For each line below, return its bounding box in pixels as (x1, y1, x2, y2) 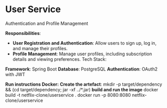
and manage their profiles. (12, 45, 68, 51)
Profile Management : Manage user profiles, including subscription (12, 51, 152, 57)
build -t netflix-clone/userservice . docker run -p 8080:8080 (5, 92, 131, 98)
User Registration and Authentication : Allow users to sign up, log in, (12, 40, 157, 46)
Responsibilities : (5, 30, 41, 36)
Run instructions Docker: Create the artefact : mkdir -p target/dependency (5, 81, 162, 87)
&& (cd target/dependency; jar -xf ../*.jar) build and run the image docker (5, 86, 158, 92)
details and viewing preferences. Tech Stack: (12, 56, 107, 62)
